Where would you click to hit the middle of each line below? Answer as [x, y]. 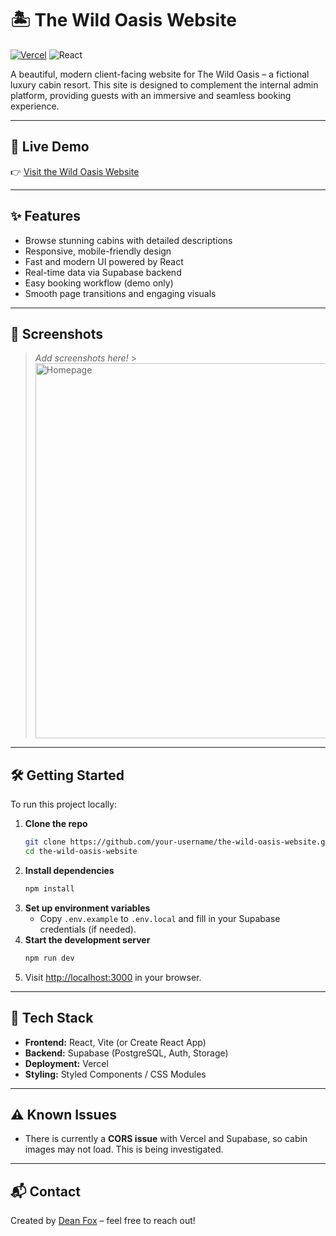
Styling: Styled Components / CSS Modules [115, 1074]
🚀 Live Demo [50, 147]
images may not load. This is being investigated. [124, 1149]
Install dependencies [69, 870]
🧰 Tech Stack [52, 1018]
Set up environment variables [87, 908]
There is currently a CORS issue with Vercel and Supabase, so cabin [166, 1139]
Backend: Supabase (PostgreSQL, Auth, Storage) [126, 1053]
